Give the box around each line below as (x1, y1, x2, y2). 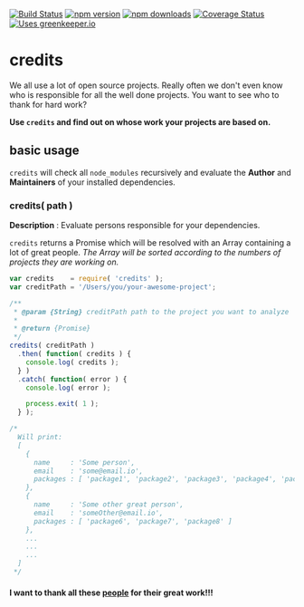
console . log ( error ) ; (25, 383, 111, 392)
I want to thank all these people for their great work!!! (9, 587, 214, 598)
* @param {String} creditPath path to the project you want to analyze (13, 307, 290, 316)
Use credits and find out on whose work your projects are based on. (9, 116, 271, 127)
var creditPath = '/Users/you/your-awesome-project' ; (9, 282, 217, 292)
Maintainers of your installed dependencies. (9, 177, 176, 188)
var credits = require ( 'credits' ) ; (9, 275, 165, 284)
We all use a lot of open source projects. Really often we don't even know (9, 80, 283, 91)
